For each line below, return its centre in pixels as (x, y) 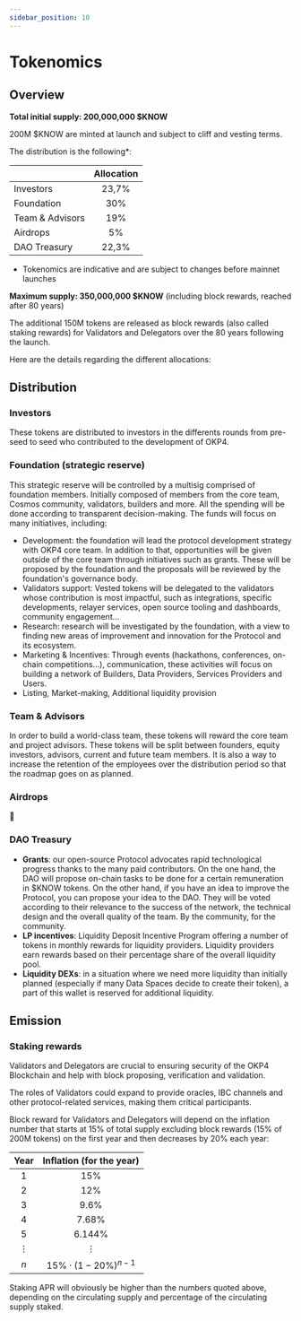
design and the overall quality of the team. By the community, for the (149, 917)
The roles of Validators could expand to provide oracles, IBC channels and (146, 1093)
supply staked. (37, 1307)
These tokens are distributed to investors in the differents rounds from (139, 432)
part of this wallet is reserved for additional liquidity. (118, 993)
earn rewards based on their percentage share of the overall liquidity (149, 954)
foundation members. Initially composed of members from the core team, (145, 494)
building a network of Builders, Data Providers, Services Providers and (152, 674)
